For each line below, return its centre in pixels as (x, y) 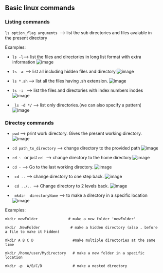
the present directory (26, 38)
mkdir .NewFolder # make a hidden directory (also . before (81, 227)
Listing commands (27, 22)
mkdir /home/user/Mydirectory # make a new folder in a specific (75, 253)
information (24, 62)
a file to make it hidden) (32, 231)
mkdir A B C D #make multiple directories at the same (80, 240)
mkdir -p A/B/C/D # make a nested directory (66, 266)
